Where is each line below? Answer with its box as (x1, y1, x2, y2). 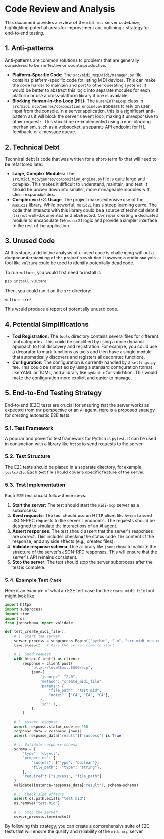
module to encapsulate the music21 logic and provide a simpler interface (12, 217, 157, 223)
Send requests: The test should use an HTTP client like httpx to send (12, 512, 152, 518)
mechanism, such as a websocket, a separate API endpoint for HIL (12, 124, 146, 129)
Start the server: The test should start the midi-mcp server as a (12, 502, 139, 508)
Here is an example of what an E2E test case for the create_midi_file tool (5, 587, 154, 593)
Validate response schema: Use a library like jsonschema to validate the (12, 543, 157, 549)
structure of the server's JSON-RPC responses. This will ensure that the (12, 549, 157, 555)
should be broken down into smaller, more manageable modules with (12, 186, 151, 192)
